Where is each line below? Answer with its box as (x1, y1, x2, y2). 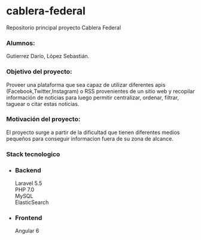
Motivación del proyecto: (6, 115, 81, 123)
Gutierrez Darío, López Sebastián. (6, 53, 90, 60)
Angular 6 (14, 227, 39, 235)
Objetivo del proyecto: (6, 68, 72, 76)
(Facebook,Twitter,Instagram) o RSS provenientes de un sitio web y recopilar (6, 87, 195, 95)
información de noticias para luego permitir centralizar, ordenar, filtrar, (6, 94, 179, 101)
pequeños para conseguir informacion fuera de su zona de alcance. (6, 135, 173, 142)
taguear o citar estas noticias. (6, 100, 80, 107)
